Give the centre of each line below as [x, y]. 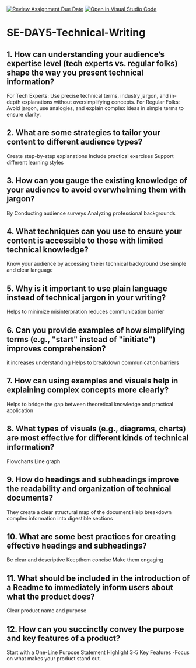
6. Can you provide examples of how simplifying [96, 330]
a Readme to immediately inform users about [90, 588]
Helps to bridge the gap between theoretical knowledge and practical [90, 404]
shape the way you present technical [75, 72]
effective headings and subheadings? [77, 545]
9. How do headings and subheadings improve [93, 480]
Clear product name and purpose [47, 611]
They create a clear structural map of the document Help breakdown [89, 512]
